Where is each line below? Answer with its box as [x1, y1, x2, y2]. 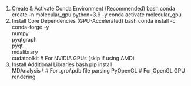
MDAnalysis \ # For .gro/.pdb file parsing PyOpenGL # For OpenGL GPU [11, 67, 185, 74]
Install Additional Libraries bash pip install [11, 61, 113, 68]
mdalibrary [11, 49, 38, 55]
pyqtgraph [11, 36, 37, 43]
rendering [11, 73, 36, 80]
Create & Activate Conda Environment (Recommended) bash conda [11, 5, 175, 12]
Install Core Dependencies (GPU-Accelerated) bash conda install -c [11, 18, 176, 24]
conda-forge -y [11, 23, 49, 30]
